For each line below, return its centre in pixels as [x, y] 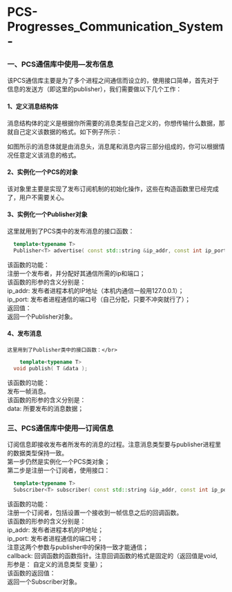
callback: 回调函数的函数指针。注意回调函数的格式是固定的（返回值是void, [112, 555]
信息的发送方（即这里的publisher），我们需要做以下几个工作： [95, 89]
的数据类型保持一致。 [37, 453]
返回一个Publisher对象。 [42, 316]
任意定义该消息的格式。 [46, 155]
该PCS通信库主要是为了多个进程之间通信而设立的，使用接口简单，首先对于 [113, 81]
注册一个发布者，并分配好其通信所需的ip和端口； [76, 273]
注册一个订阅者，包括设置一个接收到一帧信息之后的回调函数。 [95, 513]
